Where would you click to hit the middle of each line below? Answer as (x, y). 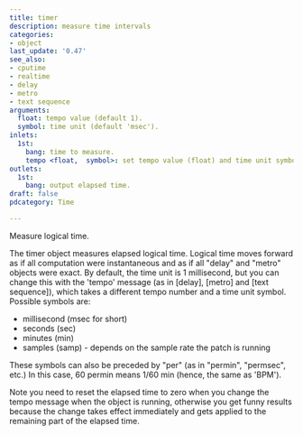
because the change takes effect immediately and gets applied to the (138, 411)
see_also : (28, 60)
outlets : (26, 169)
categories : (32, 34)
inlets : (24, 135)
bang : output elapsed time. (78, 186)
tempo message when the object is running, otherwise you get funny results (151, 402)
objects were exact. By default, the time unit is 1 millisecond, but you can (144, 273)
